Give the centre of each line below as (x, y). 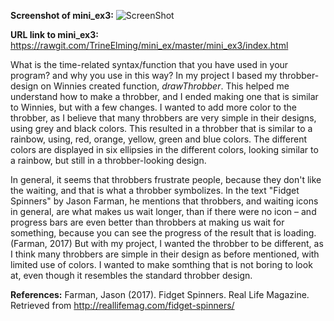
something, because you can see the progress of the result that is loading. (163, 233)
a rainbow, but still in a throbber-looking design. (108, 160)
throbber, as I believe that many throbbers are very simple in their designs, (163, 118)
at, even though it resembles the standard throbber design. (131, 275)
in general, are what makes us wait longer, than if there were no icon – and (163, 211)
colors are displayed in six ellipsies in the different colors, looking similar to (164, 149)
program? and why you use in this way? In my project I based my (144, 75)
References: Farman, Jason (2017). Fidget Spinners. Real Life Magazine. (160, 294)
